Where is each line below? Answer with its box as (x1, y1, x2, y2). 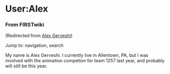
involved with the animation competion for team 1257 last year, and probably (5, 58, 165, 64)
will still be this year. (5, 63, 48, 69)
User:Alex (5, 3, 48, 15)
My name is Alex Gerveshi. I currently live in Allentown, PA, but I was (5, 52, 149, 58)
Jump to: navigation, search (5, 43, 63, 49)
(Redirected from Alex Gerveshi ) (5, 32, 73, 39)
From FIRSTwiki (5, 21, 45, 28)
